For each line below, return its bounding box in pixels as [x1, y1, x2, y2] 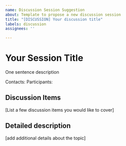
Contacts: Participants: [5, 79, 53, 85]
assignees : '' [5, 26, 35, 31]
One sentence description [5, 69, 60, 75]
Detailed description [5, 122, 71, 130]
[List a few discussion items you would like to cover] [5, 107, 114, 113]
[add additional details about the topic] [5, 135, 86, 141]
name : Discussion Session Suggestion [5, 7, 85, 13]
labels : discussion [5, 21, 47, 27]
